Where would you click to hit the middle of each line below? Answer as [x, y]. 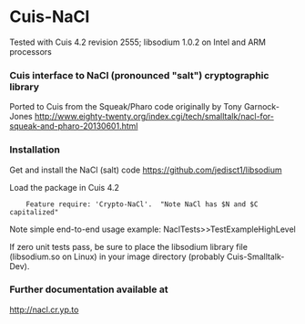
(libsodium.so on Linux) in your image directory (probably [117, 256]
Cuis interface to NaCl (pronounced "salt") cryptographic [139, 75]
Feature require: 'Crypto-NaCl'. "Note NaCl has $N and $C [142, 204]
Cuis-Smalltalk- [255, 256]
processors [30, 51]
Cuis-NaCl [50, 17]
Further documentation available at [89, 289]
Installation [35, 150]
